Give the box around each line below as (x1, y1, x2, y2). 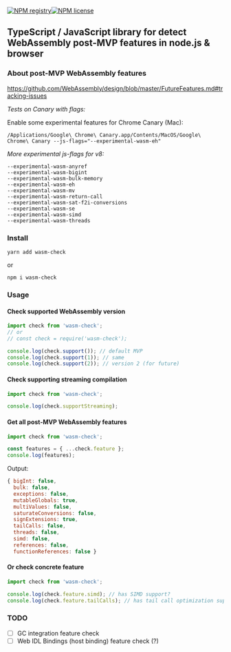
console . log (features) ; (7, 452, 76, 459)
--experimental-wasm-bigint (7, 169, 88, 176)
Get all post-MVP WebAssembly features (7, 417, 127, 426)
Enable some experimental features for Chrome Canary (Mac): (7, 118, 184, 127)
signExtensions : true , (13, 516, 78, 523)
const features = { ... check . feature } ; (7, 445, 125, 452)
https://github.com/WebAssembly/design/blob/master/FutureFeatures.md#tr (7, 84, 223, 92)
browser (7, 48, 44, 60)
